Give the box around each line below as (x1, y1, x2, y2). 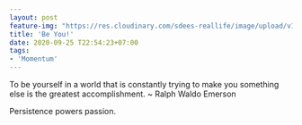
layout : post (9, 12, 58, 22)
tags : (9, 46, 30, 55)
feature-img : (9, 21, 58, 30)
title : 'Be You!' (9, 29, 75, 38)
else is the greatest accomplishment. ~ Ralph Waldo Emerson (9, 88, 236, 99)
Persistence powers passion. (9, 106, 117, 116)
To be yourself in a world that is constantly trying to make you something (9, 79, 280, 89)
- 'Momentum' (9, 54, 58, 63)
